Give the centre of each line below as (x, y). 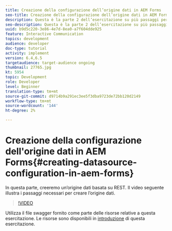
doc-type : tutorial (26, 48)
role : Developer (23, 82)
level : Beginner (23, 86)
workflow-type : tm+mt (28, 101)
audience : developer (27, 44)
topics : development (27, 39)
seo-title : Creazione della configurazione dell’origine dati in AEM (81, 15)
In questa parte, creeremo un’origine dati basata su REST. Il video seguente (85, 187)
